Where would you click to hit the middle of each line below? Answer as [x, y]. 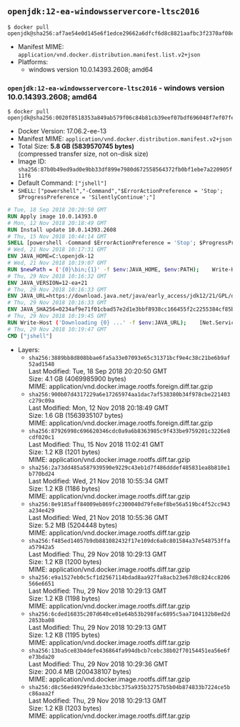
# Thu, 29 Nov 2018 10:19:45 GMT [57, 316]
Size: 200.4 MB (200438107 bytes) [80, 671]
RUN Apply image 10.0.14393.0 [52, 216]
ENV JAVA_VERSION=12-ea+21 [47, 283]
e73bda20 [41, 657]
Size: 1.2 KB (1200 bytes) [65, 561]
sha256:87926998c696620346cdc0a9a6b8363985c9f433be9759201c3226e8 [129, 431]
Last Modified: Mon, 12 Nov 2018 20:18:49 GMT [99, 408]
